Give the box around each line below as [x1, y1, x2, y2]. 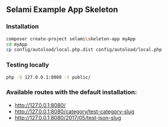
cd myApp [6, 41, 28, 47]
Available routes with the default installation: [6, 88, 137, 96]
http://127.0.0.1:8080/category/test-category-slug [14, 108, 134, 115]
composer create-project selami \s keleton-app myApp [6, 35, 136, 42]
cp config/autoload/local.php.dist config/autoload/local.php [6, 47, 162, 53]
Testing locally [6, 61, 50, 69]
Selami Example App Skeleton [6, 5, 118, 15]
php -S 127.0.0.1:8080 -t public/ [6, 74, 91, 80]
